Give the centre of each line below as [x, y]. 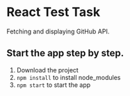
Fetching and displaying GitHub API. [58, 31]
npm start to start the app [54, 85]
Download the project [48, 70]
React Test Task [54, 12]
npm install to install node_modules [68, 77]
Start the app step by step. [65, 53]
